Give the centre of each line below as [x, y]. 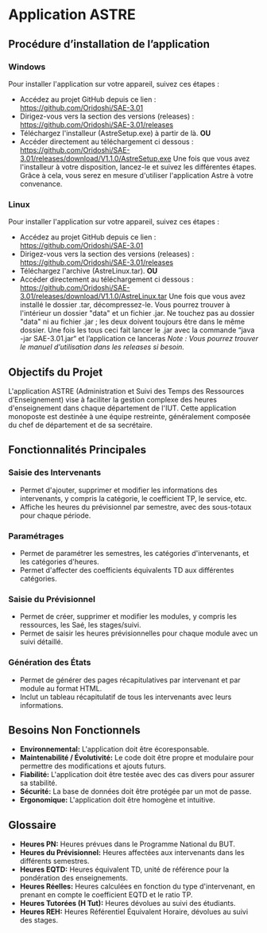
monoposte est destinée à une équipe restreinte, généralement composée [130, 416]
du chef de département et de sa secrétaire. [81, 425]
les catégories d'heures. [59, 562]
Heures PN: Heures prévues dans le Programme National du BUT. [128, 844]
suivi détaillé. [41, 642]
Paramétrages [36, 536]
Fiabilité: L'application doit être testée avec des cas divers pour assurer [137, 775]
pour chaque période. [55, 515]
